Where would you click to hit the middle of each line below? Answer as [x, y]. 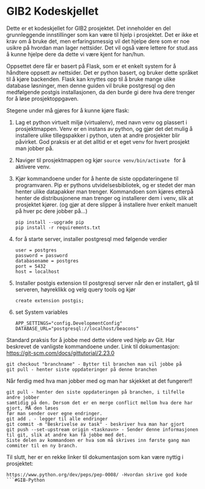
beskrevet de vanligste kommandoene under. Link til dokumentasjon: [93, 346]
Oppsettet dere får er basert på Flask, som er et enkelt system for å [91, 66]
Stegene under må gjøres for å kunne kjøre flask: [68, 110]
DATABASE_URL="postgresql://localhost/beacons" [77, 329]
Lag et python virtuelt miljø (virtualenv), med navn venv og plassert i [101, 122]
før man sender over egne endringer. [54, 413]
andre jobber [23, 397]
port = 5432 [30, 266]
